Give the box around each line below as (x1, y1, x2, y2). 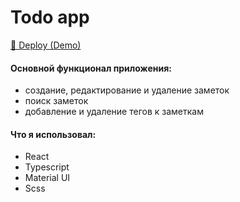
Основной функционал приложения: (10, 62, 172, 74)
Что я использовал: (10, 128, 97, 140)
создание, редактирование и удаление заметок (24, 84, 230, 96)
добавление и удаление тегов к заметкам (24, 106, 204, 118)
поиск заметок (24, 95, 89, 107)
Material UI (24, 172, 71, 184)
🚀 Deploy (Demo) (10, 39, 82, 51)
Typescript (24, 161, 70, 173)
